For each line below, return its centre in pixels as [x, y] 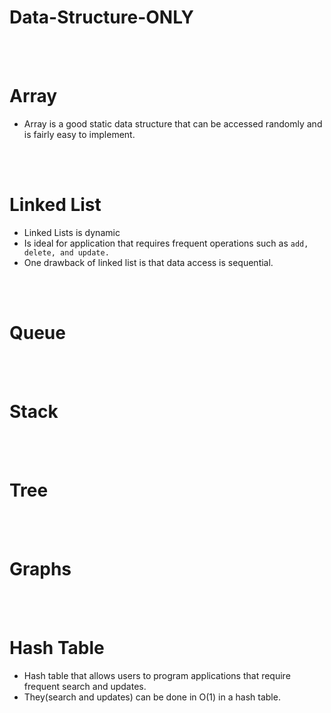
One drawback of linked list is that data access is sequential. [148, 262]
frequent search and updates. [85, 686]
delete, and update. [66, 252]
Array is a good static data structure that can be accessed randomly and [173, 123]
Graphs [40, 568]
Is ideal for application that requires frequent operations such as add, [166, 243]
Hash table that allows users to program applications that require [157, 675]
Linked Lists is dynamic [72, 232]
